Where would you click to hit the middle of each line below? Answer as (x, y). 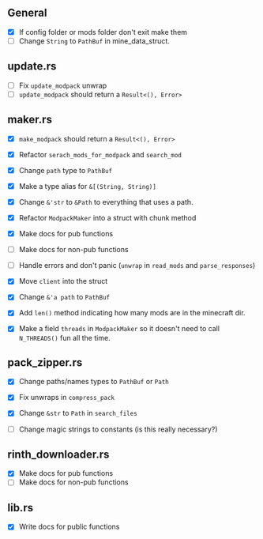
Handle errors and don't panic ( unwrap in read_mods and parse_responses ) (137, 266)
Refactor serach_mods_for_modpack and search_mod (100, 154)
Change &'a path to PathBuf (64, 297)
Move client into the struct (63, 281)
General (28, 13)
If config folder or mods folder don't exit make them (103, 32)
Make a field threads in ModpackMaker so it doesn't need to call (119, 329)
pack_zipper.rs (45, 362)
